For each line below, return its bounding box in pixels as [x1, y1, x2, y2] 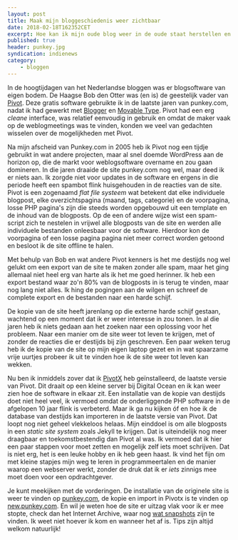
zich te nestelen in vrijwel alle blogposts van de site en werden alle [26, 219, 222, 227]
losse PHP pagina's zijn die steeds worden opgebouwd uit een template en [7, 203, 227, 211]
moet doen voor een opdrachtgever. [7, 472, 113, 481]
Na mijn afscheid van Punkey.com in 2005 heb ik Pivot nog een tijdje [7, 142, 209, 151]
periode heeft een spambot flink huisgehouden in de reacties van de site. [7, 180, 222, 189]
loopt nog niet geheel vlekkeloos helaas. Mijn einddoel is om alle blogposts [7, 419, 227, 428]
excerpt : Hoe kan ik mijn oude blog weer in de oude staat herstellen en [7, 30, 232, 38]
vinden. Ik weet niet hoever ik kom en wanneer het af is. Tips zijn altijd [7, 516, 214, 525]
